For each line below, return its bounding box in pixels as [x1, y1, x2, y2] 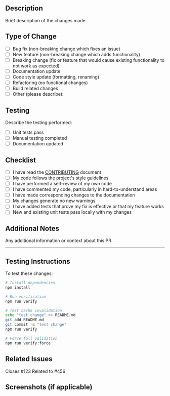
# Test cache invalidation [5, 308, 62, 313]
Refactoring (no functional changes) [12, 80, 88, 86]
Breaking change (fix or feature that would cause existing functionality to [12, 57, 165, 63]
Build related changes [12, 86, 58, 91]
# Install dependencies [5, 281, 56, 286]
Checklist [5, 155, 36, 164]
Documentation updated [12, 141, 63, 147]
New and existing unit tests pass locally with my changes [12, 209, 132, 215]
